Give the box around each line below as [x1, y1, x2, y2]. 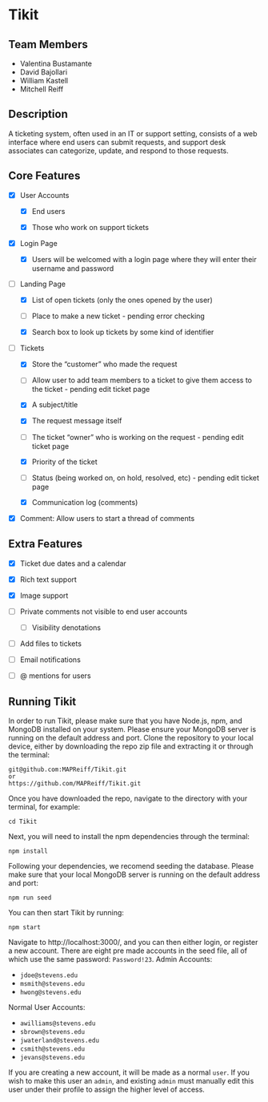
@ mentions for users [19, 671, 91, 680]
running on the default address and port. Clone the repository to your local [8, 733, 254, 742]
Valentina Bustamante [19, 59, 92, 68]
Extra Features [8, 537, 83, 551]
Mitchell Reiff [19, 84, 64, 94]
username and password [31, 263, 114, 273]
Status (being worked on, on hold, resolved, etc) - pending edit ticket [31, 473, 260, 482]
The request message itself [31, 416, 122, 426]
